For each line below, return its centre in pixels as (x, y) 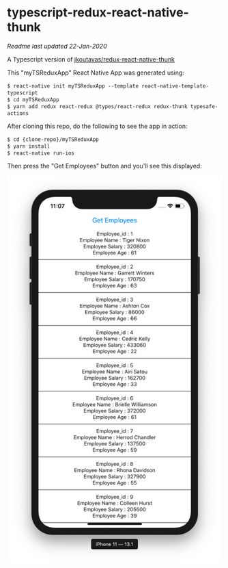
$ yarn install (29, 146)
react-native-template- (175, 86)
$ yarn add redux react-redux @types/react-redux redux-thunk (97, 106)
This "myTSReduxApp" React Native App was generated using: (96, 73)
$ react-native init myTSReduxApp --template (73, 86)
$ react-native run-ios (41, 153)
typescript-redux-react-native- (98, 13)
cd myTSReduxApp (36, 100)
